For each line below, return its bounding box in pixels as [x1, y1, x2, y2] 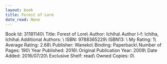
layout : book [5, 7, 33, 13]
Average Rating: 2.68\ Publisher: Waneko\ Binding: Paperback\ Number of [5, 42, 162, 48]
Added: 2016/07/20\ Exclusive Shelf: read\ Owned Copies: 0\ [5, 53, 135, 59]
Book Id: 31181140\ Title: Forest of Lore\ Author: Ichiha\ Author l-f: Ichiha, [5, 31, 159, 37]
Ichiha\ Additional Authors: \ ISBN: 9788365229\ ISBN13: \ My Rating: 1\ [5, 36, 157, 42]
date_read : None [5, 17, 40, 22]
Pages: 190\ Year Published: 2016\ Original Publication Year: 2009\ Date [5, 47, 158, 54]
